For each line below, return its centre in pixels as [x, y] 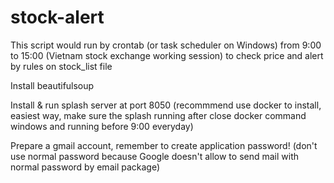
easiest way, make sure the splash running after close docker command [158, 115]
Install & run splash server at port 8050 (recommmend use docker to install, [166, 105]
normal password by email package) [85, 167]
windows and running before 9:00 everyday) [102, 126]
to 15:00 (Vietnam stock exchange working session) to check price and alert [167, 55]
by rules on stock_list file [61, 66]
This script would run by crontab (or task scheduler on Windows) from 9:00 [166, 45]
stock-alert [57, 17]
